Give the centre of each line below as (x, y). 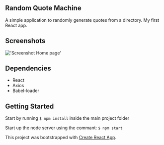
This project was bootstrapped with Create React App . (61, 138)
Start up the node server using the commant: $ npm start (64, 128)
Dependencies (28, 69)
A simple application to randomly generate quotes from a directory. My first (82, 20)
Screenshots (25, 41)
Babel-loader (26, 91)
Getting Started (30, 106)
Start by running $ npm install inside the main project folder (67, 118)
